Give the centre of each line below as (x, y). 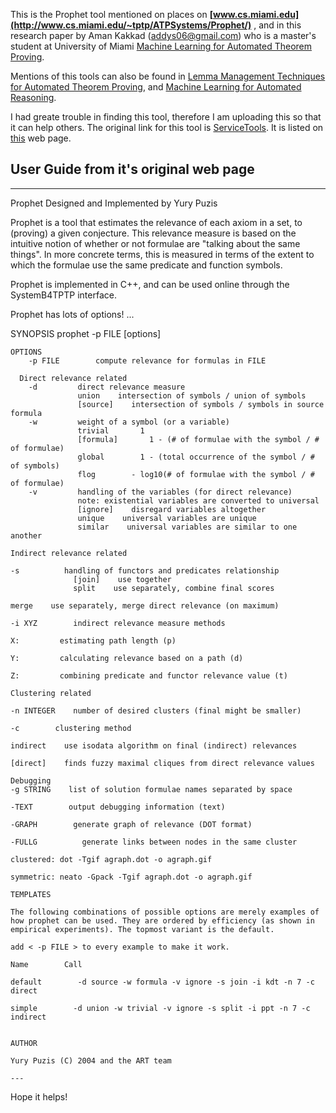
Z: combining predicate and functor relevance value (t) (149, 675)
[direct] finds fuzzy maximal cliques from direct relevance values (162, 763)
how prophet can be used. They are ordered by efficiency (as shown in (162, 920)
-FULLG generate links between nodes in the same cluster (154, 842)
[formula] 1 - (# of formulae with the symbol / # (198, 439)
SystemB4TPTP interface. (63, 295)
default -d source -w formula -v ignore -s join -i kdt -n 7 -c (162, 982)
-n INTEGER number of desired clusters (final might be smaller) (156, 710)
